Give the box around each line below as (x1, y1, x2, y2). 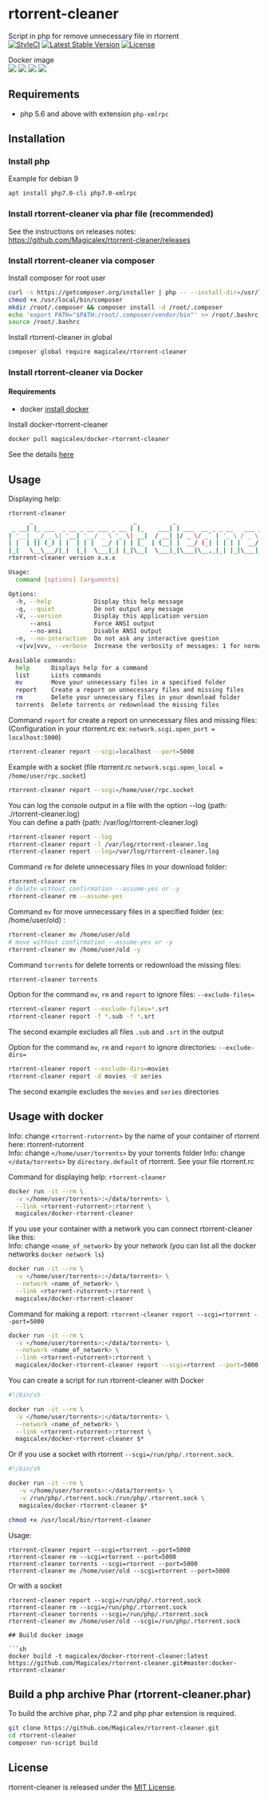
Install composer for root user (8, 273, 106, 282)
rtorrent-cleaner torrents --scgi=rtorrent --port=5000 (8, 1560, 198, 1568)
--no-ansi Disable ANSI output (29, 627, 162, 635)
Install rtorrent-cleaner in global (8, 333, 112, 342)
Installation (8, 132, 65, 146)
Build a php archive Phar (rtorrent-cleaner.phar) (8, 1687, 251, 1701)
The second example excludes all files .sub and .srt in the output (8, 1027, 224, 1037)
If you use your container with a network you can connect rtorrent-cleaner (8, 1224, 253, 1233)
